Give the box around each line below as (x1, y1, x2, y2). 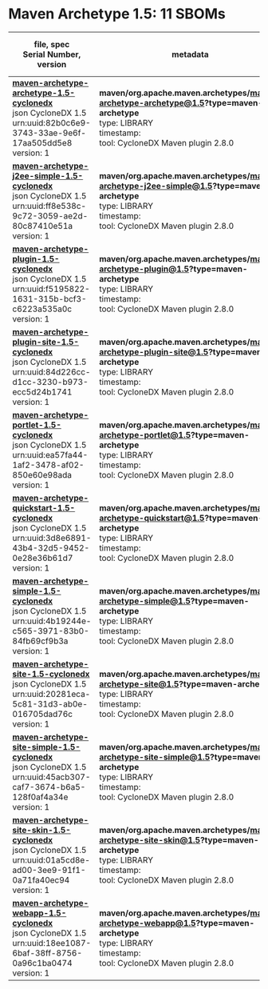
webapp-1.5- (12, 907, 67, 919)
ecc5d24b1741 (12, 386, 73, 397)
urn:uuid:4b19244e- (12, 615, 92, 627)
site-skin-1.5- (12, 824, 72, 835)
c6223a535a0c (12, 303, 73, 314)
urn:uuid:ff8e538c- (12, 200, 86, 211)
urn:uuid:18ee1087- (12, 937, 92, 948)
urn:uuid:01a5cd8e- (12, 854, 90, 865)
